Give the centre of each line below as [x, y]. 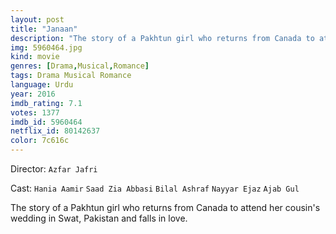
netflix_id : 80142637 [55, 131]
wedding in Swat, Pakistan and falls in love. [99, 218]
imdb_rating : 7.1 [46, 103]
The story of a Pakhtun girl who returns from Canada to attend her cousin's [165, 207]
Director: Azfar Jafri [54, 169]
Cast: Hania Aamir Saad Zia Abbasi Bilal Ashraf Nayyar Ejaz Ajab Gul [155, 188]
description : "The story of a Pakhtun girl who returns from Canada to [162, 38]
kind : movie [35, 57]
